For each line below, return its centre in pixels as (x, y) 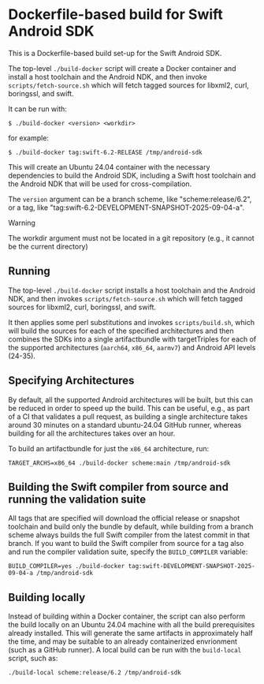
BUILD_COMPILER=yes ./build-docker (67, 566)
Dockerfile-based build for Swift (115, 15)
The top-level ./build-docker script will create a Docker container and (122, 68)
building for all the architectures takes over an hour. (92, 433)
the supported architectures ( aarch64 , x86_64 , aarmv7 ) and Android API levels (132, 347)
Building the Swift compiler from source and (118, 487)
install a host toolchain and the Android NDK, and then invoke (108, 77)
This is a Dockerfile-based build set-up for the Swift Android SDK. (115, 53)
